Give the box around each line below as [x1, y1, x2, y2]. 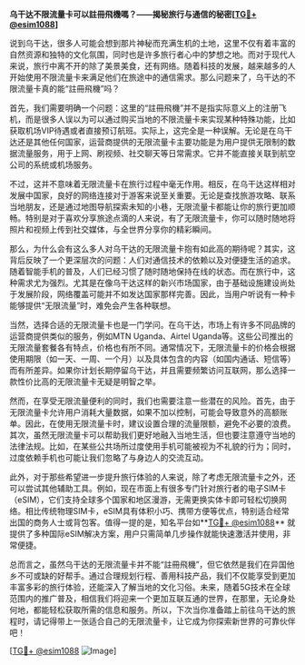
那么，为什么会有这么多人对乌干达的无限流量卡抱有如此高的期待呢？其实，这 [9, 243, 296, 253]
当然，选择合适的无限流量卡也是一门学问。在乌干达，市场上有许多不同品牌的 [9, 320, 296, 330]
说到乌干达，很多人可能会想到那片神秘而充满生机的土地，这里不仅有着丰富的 [9, 38, 296, 48]
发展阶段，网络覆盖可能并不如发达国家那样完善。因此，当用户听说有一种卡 [16, 289, 296, 299]
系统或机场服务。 [33, 159, 97, 170]
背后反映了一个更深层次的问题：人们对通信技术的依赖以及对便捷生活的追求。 [9, 254, 296, 265]
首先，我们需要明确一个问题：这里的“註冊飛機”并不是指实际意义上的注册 [9, 103, 280, 113]
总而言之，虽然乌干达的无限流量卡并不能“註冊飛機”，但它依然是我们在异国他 [9, 559, 295, 570]
